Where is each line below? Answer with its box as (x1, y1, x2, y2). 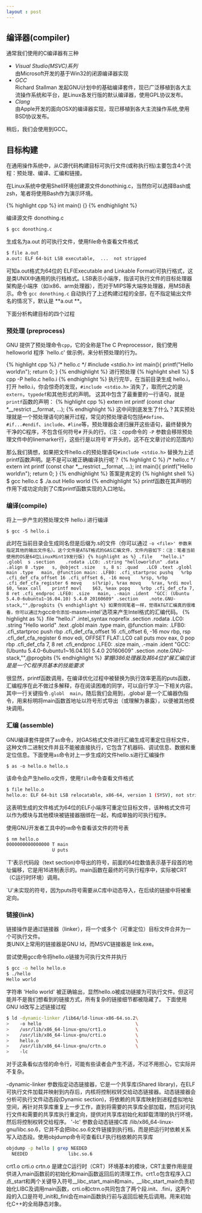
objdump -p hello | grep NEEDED (6, 1146, 87, 1152)
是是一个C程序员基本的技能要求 (6, 662, 84, 669)
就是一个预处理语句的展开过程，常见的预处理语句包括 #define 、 (11, 413, 168, 421)
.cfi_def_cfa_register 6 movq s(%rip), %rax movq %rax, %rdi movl (6, 580, 192, 587)
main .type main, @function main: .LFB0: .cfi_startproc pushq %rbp (6, 570, 192, 576)
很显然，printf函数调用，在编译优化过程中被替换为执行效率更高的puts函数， (6, 674, 194, 682)
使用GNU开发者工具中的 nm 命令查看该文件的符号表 (6, 824, 129, 831)
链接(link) (6, 911, 34, 919)
